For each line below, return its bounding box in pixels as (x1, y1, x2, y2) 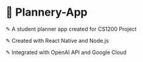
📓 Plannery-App (5, 5, 88, 19)
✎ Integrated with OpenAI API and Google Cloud (5, 48, 127, 56)
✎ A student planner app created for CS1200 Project (5, 25, 137, 33)
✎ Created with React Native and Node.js (5, 37, 109, 44)
